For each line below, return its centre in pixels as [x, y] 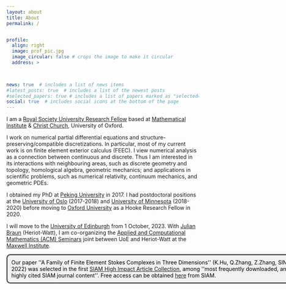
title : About [23, 18]
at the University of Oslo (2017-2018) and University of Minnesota [89, 201]
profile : [17, 40]
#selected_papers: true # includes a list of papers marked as [89, 96]
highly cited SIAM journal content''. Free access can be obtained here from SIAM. [114, 275]
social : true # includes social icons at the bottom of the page [93, 102]
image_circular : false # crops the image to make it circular [93, 57]
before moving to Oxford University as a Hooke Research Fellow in [107, 208]
